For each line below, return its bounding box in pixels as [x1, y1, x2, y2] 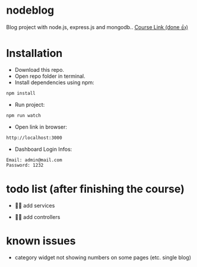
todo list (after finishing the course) [6, 182, 185, 196]
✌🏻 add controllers [14, 214, 61, 221]
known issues [6, 234, 76, 248]
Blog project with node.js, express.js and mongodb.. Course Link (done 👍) [6, 23, 189, 30]
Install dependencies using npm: [14, 78, 95, 86]
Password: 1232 [6, 163, 44, 169]
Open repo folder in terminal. [14, 72, 85, 80]
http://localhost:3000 [6, 135, 62, 141]
